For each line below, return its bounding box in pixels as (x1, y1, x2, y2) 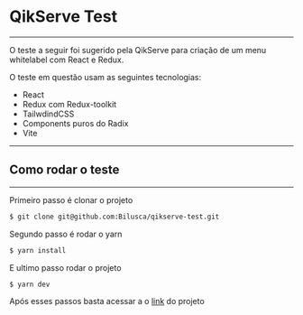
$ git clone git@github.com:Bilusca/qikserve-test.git (9, 212, 220, 221)
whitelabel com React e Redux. (9, 54, 124, 65)
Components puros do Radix (22, 117, 129, 128)
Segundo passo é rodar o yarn (9, 228, 123, 239)
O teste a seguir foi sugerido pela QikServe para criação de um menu (9, 44, 267, 55)
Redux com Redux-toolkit (22, 98, 117, 109)
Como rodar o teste (9, 162, 120, 178)
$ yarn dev (9, 280, 50, 289)
